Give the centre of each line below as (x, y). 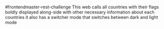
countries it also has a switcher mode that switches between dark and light (82, 17)
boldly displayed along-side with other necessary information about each (80, 12)
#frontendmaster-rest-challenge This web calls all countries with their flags (82, 7)
